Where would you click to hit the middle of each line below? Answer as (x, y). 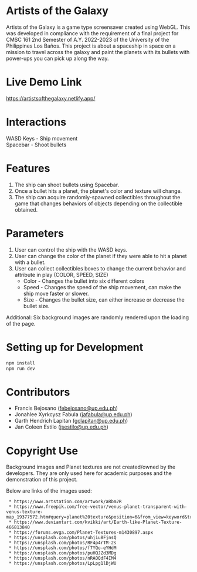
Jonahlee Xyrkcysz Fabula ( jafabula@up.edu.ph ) (74, 414)
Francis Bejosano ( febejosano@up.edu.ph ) (66, 408)
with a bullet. (30, 262)
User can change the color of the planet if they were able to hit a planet (101, 256)
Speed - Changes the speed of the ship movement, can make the (102, 287)
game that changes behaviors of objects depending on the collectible (98, 203)
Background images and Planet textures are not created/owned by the (91, 467)
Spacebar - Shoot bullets (36, 145)
